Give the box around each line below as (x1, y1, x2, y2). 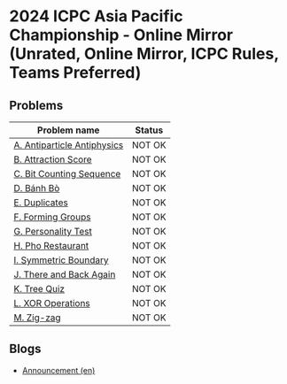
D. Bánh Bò (13, 182, 60, 194)
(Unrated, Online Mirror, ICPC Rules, (9, 44, 279, 64)
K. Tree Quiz (13, 283, 65, 295)
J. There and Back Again (13, 268, 116, 280)
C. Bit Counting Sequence (13, 168, 121, 180)
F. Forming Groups (13, 211, 91, 223)
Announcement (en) (21, 365, 96, 375)
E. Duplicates (13, 196, 68, 209)
